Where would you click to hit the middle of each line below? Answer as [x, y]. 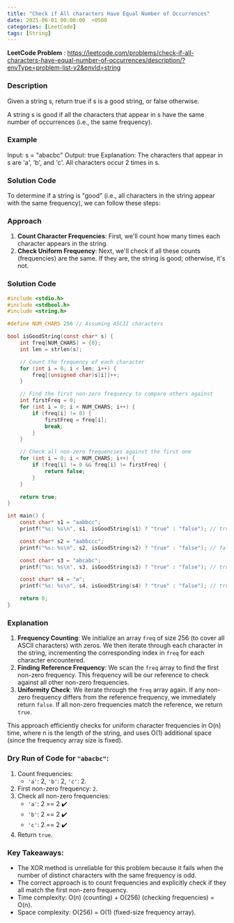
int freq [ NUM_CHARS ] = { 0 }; [60, 343]
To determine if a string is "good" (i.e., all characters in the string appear [111, 196]
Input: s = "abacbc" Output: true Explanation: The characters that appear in [115, 155]
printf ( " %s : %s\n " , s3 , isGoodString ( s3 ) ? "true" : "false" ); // [118, 567]
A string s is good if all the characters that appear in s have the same [106, 114]
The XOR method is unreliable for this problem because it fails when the [120, 867]
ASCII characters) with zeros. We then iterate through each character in [120, 646]
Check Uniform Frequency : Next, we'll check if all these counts [109, 251]
